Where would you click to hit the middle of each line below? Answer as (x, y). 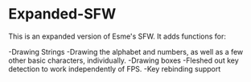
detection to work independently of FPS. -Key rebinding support (115, 68)
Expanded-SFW (62, 14)
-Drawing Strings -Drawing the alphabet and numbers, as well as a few (126, 51)
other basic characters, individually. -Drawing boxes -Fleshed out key (123, 60)
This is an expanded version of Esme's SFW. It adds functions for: (117, 36)
